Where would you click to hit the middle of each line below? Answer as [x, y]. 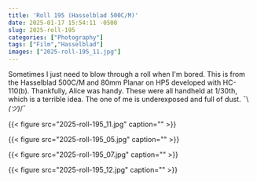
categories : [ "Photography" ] [56, 37]
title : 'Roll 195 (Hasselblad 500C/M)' [73, 15]
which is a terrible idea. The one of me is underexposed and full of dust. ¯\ [128, 99]
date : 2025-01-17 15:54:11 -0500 [63, 23]
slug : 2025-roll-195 [42, 30]
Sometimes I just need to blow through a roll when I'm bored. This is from [127, 74]
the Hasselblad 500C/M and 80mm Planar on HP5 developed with [115, 82]
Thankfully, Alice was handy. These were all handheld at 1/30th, [134, 91]
